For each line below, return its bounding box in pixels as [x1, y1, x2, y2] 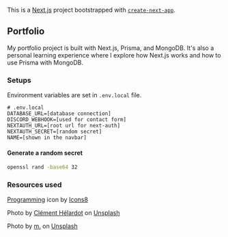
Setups [7, 75, 32, 85]
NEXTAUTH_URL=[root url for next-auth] [7, 123, 121, 129]
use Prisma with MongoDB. [7, 58, 84, 66]
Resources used [7, 180, 62, 190]
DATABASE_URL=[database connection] [7, 110, 111, 117]
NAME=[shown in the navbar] [7, 134, 87, 141]
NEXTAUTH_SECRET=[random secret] [7, 128, 102, 136]
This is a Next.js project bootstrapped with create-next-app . [7, 6, 176, 14]
